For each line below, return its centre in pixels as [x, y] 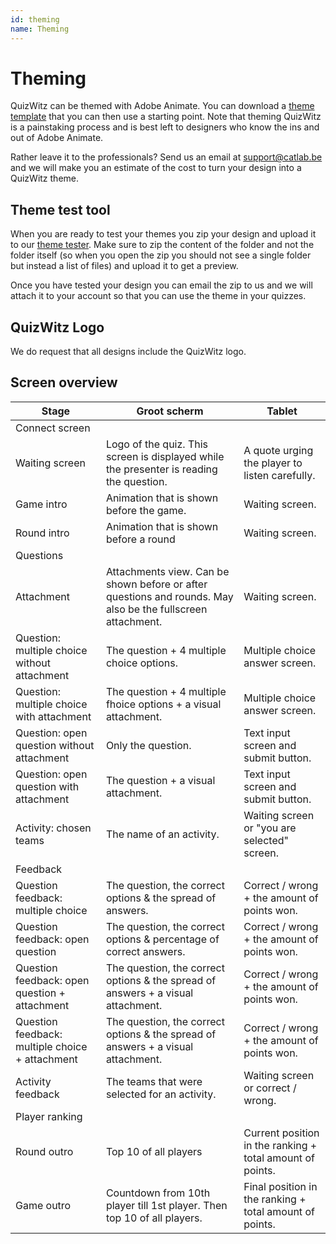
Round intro [42, 533]
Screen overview [64, 382]
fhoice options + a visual [163, 704]
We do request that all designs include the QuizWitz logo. [128, 352]
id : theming [35, 19]
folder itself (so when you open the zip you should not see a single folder [161, 255]
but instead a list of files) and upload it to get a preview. [124, 266]
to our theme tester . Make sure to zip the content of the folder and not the [162, 245]
